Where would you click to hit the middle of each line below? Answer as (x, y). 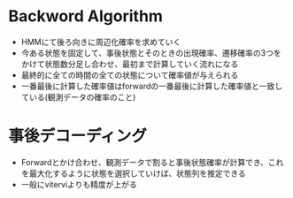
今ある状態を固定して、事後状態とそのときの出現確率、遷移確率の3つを (151, 53)
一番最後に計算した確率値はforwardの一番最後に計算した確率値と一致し (152, 86)
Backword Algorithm (85, 16)
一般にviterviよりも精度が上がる (79, 184)
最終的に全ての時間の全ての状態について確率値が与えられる (130, 75)
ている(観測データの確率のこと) (78, 97)
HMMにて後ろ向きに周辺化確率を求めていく (101, 42)
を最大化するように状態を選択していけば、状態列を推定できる (134, 173)
